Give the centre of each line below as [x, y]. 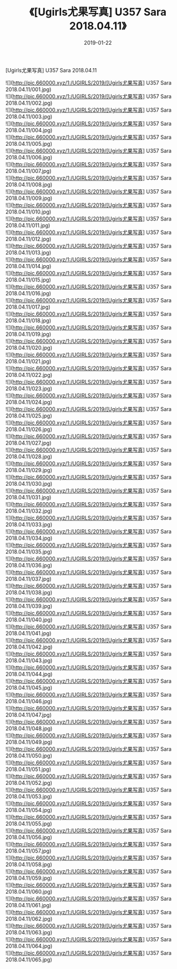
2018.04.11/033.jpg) [29, 524]
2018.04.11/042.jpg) [29, 647]
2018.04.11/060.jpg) [29, 891]
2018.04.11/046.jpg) [29, 701]
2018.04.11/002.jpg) [29, 103]
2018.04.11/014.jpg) [28, 266]
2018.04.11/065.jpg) [29, 960]
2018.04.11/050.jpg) [29, 756]
